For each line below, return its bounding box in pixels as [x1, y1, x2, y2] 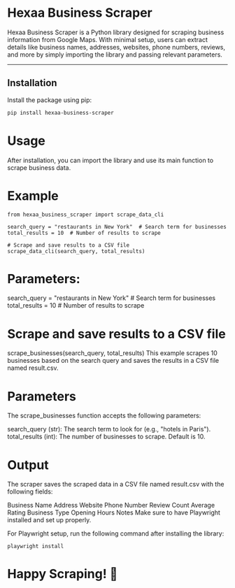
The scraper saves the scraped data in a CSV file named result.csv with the [7, 480, 225, 489]
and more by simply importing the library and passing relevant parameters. [7, 50, 222, 59]
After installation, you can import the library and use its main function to [7, 156, 214, 164]
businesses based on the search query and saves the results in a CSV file [7, 357, 219, 365]
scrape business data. [7, 163, 71, 172]
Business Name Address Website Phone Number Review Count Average [7, 501, 215, 510]
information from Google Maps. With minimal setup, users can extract [7, 35, 208, 43]
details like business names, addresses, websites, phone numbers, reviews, [7, 43, 226, 51]
